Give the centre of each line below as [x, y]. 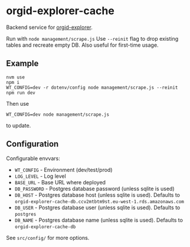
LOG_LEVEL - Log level [40, 176]
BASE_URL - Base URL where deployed [60, 182]
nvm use [16, 77]
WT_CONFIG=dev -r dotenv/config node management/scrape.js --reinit [92, 87]
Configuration [32, 144]
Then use [18, 103]
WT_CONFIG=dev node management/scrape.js [58, 114]
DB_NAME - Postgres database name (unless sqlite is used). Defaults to [99, 220]
